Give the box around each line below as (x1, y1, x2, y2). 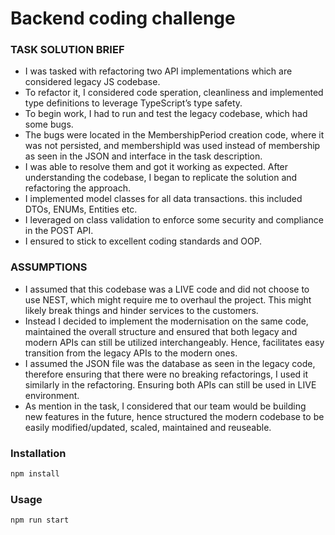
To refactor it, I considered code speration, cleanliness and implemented (24, 87, 324, 99)
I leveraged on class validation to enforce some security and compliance (24, 214, 324, 226)
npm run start (10, 515, 70, 526)
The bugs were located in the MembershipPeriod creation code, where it (24, 129, 325, 141)
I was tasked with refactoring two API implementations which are (24, 65, 293, 77)
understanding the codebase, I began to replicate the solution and (24, 172, 298, 184)
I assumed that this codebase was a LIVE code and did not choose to (24, 283, 310, 295)
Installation (10, 446, 67, 460)
